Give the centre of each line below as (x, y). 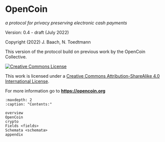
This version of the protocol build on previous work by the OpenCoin (75, 51)
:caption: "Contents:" (29, 104)
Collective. (16, 57)
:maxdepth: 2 (19, 100)
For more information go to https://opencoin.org (55, 91)
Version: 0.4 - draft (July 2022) (37, 32)
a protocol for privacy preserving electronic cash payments (66, 23)
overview (14, 113)
